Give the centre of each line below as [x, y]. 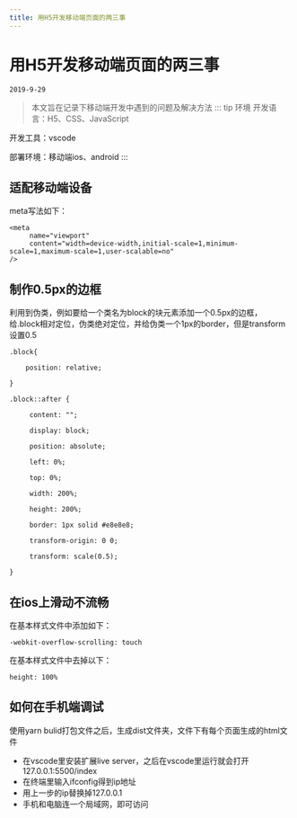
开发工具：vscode [43, 138]
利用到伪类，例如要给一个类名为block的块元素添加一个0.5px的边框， [136, 313]
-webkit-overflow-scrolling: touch [76, 643]
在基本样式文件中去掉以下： [61, 660]
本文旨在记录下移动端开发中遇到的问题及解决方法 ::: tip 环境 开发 [150, 107]
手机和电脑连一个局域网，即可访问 [85, 804]
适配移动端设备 [51, 187]
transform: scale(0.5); [74, 557]
